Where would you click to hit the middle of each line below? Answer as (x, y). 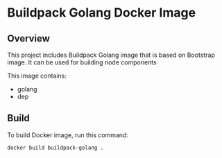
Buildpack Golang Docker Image (102, 13)
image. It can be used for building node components (82, 62)
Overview (29, 38)
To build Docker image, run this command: (68, 135)
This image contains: (37, 76)
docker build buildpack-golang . (55, 148)
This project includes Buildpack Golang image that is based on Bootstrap (111, 55)
